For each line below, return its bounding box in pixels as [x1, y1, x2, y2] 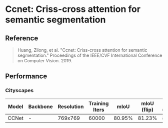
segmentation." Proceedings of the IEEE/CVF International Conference [17, 52, 162, 58]
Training [88, 100, 109, 107]
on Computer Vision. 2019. [17, 58, 72, 63]
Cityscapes [5, 87, 34, 94]
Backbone [28, 103, 53, 110]
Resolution [57, 103, 84, 110]
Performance [5, 72, 47, 81]
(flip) [141, 106, 153, 113]
